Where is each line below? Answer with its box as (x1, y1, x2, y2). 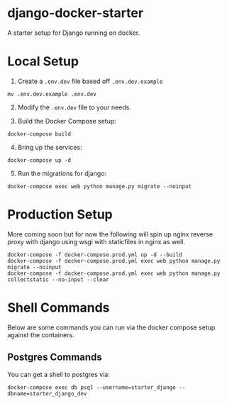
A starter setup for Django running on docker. (7, 28, 140, 37)
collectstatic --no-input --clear (7, 275, 110, 283)
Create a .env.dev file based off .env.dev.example (17, 77, 163, 85)
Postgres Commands (7, 351, 103, 364)
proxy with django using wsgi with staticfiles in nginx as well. (7, 237, 186, 246)
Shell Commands (7, 300, 110, 315)
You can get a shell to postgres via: (7, 370, 110, 378)
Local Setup (7, 53, 79, 70)
